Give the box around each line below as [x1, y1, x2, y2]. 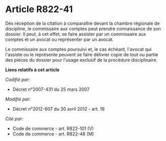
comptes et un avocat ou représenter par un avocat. [5, 36, 114, 42]
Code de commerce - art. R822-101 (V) [12, 125, 94, 131]
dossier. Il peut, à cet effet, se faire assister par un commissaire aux [5, 31, 146, 37]
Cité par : [5, 115, 24, 122]
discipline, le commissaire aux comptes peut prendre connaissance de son [5, 25, 161, 31]
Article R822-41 [5, 4, 73, 15]
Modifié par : [5, 96, 31, 102]
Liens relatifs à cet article [5, 67, 60, 73]
